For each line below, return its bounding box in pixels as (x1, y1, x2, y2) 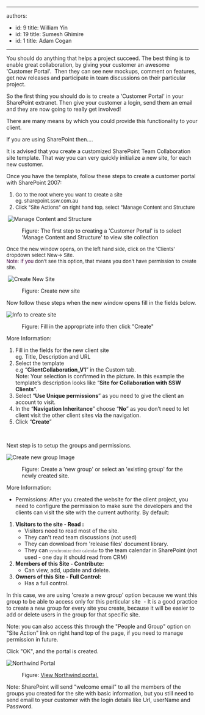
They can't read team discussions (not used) (24, 534, 137, 541)
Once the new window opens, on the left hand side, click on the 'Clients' (6, 245, 175, 252)
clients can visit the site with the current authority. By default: (15, 509, 170, 516)
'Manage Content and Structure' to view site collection (21, 234, 159, 241)
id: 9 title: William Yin (15, 24, 68, 31)
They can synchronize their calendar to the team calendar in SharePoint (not (24, 547, 198, 554)
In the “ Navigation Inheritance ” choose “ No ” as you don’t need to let (15, 405, 189, 412)
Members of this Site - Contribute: (15, 560, 104, 567)
